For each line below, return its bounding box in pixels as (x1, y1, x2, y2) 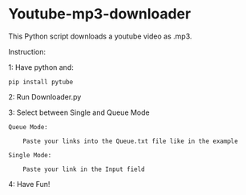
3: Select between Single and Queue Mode (8, 108, 150, 117)
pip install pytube (8, 78, 74, 86)
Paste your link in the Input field (22, 165, 146, 173)
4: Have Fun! (8, 179, 50, 189)
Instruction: (8, 47, 46, 56)
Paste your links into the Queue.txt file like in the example (22, 137, 239, 145)
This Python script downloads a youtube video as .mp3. (8, 31, 192, 41)
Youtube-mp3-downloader (8, 5, 192, 23)
